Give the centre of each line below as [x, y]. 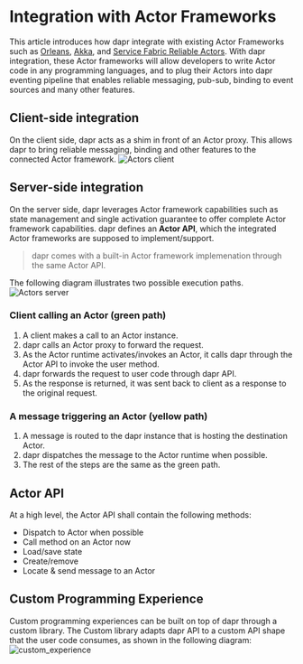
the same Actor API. [69, 265]
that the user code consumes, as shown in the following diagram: [131, 640]
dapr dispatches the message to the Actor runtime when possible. [145, 455]
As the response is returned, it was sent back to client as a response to [154, 383]
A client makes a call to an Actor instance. [100, 335]
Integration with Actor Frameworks [143, 17]
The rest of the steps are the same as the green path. [121, 465]
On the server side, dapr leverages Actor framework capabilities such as [144, 209]
